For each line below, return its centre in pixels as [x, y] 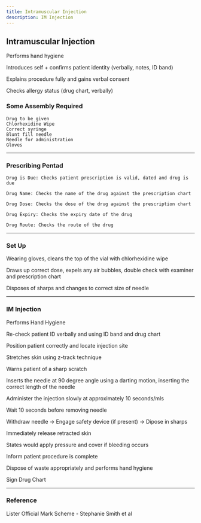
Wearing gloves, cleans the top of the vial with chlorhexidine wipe [87, 259]
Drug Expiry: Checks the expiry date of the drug [69, 214]
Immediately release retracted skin [49, 433]
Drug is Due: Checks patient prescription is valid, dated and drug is [97, 178]
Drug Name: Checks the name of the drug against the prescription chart [99, 193]
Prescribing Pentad [35, 165]
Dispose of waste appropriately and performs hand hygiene [80, 468]
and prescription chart [33, 276]
